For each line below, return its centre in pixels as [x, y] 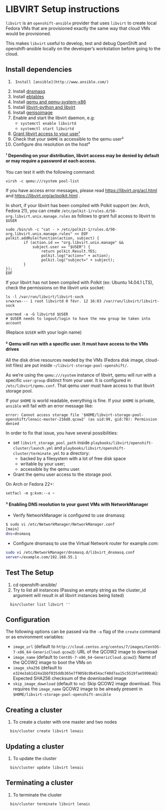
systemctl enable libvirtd [48, 123]
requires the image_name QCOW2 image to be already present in [78, 689]
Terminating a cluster [40, 783]
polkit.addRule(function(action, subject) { [52, 238]
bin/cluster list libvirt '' [40, 605]
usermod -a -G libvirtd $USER [37, 314]
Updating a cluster [35, 746]
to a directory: [75, 453]
